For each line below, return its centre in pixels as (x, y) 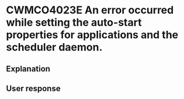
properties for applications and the (92, 35)
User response (33, 88)
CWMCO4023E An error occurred (90, 10)
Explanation (28, 68)
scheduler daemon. (54, 47)
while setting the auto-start (74, 22)
